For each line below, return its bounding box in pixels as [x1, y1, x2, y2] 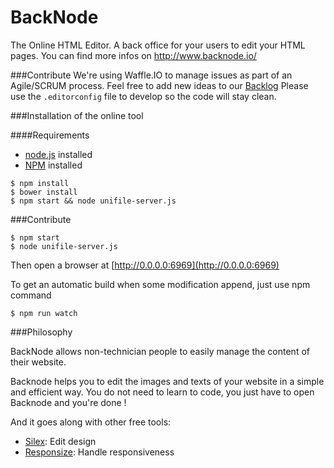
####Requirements [10, 129, 90, 141]
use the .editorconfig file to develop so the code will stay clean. [10, 90, 277, 102]
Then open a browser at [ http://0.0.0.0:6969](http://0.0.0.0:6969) [10, 259, 280, 271]
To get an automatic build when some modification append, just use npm [10, 278, 311, 290]
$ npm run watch [10, 308, 78, 318]
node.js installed [24, 148, 93, 160]
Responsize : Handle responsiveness [24, 446, 175, 458]
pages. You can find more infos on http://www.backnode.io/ [10, 49, 257, 61]
